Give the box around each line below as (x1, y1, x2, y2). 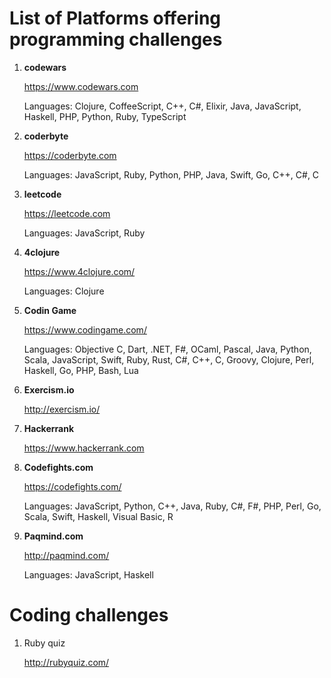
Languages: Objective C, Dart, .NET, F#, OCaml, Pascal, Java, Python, (23, 343, 312, 355)
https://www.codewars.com (23, 80, 139, 92)
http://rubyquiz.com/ (23, 656, 110, 668)
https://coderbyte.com (23, 149, 117, 161)
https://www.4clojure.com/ (23, 265, 136, 277)
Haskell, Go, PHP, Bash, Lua (23, 364, 139, 376)
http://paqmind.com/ (23, 549, 110, 561)
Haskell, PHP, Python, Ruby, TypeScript (23, 110, 187, 122)
